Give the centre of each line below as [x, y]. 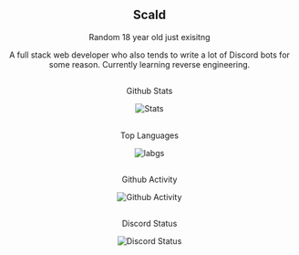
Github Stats [149, 91]
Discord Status [149, 224]
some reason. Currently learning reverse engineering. [149, 64]
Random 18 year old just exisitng [149, 37]
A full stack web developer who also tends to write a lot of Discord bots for [149, 55]
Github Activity [149, 179]
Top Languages [149, 135]
